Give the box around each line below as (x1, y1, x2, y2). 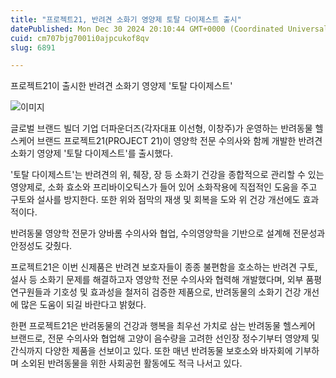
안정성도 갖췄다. (10, 240, 73, 252)
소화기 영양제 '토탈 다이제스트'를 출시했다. (10, 147, 174, 160)
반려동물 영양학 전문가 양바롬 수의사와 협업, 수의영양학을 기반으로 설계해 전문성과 (10, 227, 326, 240)
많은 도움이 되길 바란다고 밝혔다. (20, 299, 147, 311)
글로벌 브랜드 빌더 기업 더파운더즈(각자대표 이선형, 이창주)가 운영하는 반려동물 (10, 122, 313, 135)
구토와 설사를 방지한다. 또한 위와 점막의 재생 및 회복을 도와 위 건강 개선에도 (10, 194, 301, 206)
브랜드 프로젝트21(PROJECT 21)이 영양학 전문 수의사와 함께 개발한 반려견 (36, 135, 323, 147)
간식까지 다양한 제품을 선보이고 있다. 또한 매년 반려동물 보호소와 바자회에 (10, 345, 293, 357)
